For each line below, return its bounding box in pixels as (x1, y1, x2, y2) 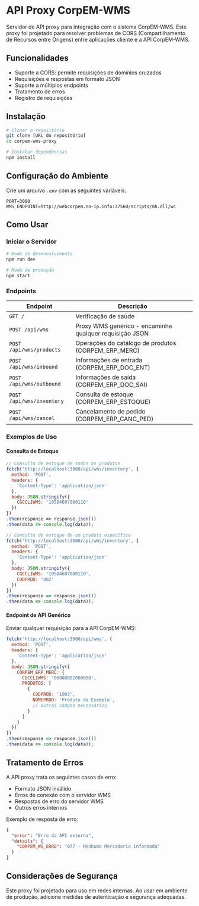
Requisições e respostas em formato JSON (14, 75, 120, 82)
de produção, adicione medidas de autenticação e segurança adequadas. (6, 893, 187, 900)
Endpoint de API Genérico (6, 611, 71, 619)
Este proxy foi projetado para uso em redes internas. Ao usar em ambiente (6, 887, 188, 894)
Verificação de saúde (75, 312, 135, 321)
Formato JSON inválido (14, 785, 72, 792)
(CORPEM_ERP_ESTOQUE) (75, 398, 151, 406)
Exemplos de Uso (6, 432, 57, 441)
